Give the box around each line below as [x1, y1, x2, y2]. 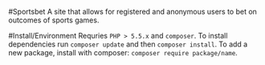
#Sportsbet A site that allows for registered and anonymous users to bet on [8, 7, 257, 16]
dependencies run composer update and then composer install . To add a [8, 39, 248, 49]
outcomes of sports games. [8, 15, 100, 25]
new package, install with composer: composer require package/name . [8, 48, 238, 57]
